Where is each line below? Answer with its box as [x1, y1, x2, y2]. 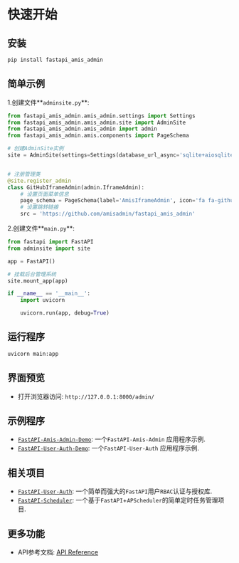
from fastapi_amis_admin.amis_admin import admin [7, 125, 158, 132]
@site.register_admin [7, 177, 72, 184]
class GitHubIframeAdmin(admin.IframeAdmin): [7, 184, 144, 191]
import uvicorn [20, 297, 65, 304]
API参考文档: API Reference [17, 548, 98, 556]
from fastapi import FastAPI [7, 238, 94, 246]
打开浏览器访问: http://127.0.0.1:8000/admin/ [17, 392, 155, 401]
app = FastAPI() [7, 258, 55, 265]
